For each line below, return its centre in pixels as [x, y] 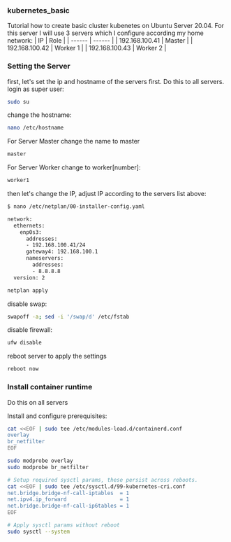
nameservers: [45, 258]
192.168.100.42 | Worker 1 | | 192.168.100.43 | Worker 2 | [87, 48]
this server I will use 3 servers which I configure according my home [105, 33]
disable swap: [27, 304]
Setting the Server [39, 67]
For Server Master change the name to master [74, 141]
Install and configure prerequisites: [57, 416]
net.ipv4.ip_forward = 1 [68, 499]
